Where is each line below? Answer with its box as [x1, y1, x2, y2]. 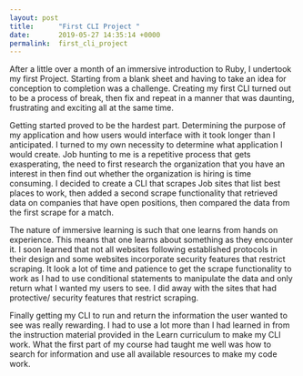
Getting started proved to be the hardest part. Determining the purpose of [9, 120, 287, 131]
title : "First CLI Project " [9, 22, 141, 31]
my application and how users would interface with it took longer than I [9, 129, 276, 141]
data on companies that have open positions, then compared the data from [9, 198, 290, 208]
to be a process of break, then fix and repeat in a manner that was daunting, [9, 93, 295, 104]
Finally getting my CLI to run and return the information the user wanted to [9, 310, 288, 321]
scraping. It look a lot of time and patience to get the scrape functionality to [9, 263, 292, 274]
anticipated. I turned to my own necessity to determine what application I [9, 139, 283, 150]
